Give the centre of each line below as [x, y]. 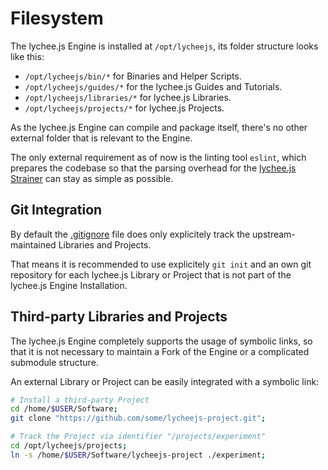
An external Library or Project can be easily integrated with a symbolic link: [165, 381]
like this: [27, 56]
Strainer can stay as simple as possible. [92, 178]
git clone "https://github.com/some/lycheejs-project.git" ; [138, 418]
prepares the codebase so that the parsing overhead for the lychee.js [153, 168]
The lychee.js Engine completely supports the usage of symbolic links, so [161, 341]
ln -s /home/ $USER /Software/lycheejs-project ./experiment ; [138, 455]
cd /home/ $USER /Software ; [64, 409]
